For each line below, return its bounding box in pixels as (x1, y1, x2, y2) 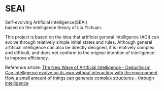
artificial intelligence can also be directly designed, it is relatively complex (5, 44, 155, 50)
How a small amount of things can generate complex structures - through (5, 75, 154, 81)
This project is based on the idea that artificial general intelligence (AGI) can (5, 34, 159, 40)
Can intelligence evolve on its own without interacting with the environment (5, 69, 158, 75)
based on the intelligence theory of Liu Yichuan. (5, 24, 102, 30)
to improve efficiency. (5, 55, 49, 61)
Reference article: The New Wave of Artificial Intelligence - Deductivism (5, 64, 151, 70)
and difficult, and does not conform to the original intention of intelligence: (5, 50, 156, 56)
